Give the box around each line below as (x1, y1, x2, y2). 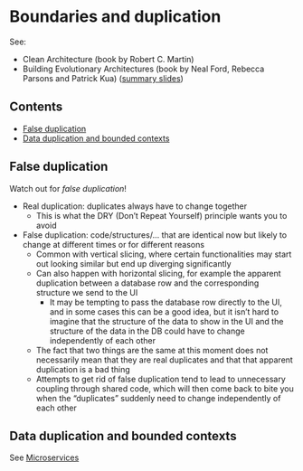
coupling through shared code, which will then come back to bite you (35, 382, 294, 394)
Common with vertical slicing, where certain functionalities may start (35, 249, 292, 259)
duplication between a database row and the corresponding (35, 278, 260, 288)
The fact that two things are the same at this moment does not (35, 344, 269, 355)
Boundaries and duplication (9, 6, 222, 27)
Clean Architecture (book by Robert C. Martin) (22, 53, 194, 64)
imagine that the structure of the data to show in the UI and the (49, 316, 284, 326)
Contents (9, 99, 63, 115)
